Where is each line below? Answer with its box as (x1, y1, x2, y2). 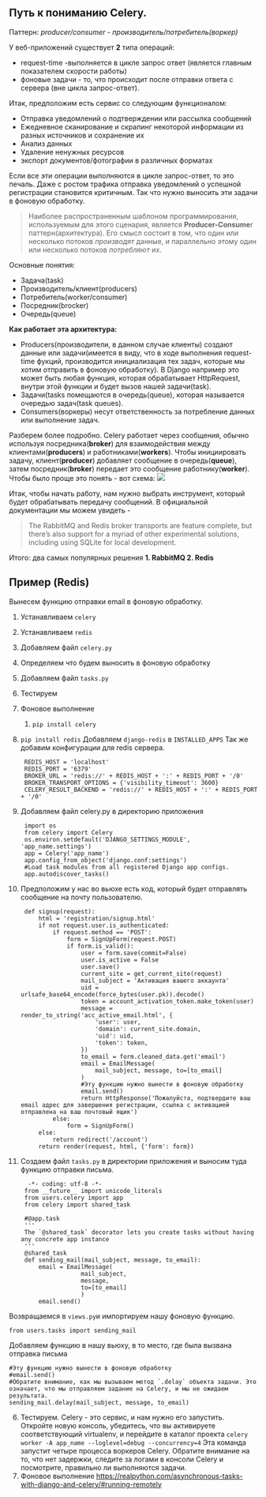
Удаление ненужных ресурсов (20, 147, 125, 156)
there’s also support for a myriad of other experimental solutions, (28, 529, 240, 538)
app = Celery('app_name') (24, 849, 110, 857)
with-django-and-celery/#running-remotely (20, 1480, 163, 1489)
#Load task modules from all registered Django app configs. (24, 863, 230, 871)
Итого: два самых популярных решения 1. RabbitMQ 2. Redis (9, 553, 214, 562)
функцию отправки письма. (20, 1165, 114, 1174)
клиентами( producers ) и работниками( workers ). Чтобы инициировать (9, 447, 246, 456)
